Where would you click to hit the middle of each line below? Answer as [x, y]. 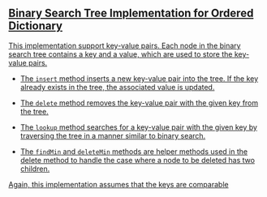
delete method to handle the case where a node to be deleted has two [138, 160]
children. [35, 169]
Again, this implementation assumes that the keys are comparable [118, 184]
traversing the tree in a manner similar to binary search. [113, 135]
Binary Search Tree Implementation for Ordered [131, 13]
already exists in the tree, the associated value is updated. [117, 87]
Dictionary [36, 26]
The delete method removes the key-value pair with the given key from [139, 103]
